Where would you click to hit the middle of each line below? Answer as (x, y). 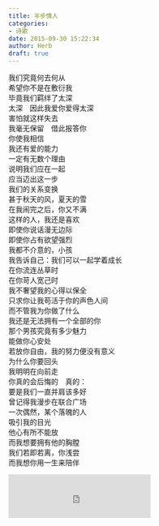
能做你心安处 (30, 341)
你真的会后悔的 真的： (47, 381)
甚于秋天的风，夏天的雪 (47, 199)
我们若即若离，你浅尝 (44, 452)
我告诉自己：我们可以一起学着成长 (65, 260)
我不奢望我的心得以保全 (47, 290)
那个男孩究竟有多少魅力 (47, 331)
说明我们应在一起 (37, 169)
